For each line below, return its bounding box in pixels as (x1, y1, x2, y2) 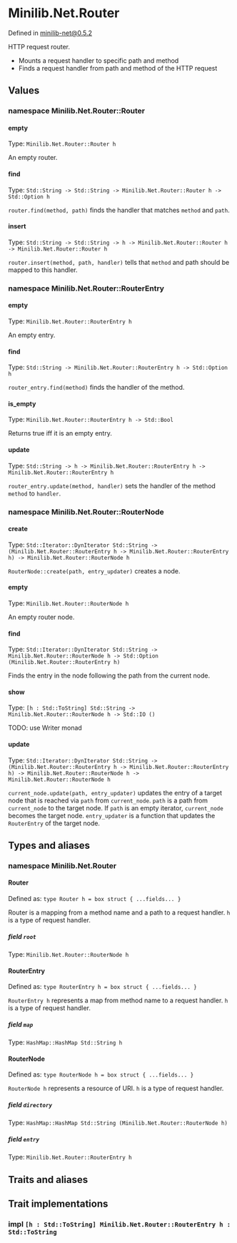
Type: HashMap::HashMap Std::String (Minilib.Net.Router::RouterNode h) (8, 1119, 228, 1127)
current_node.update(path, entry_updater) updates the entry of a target (8, 788, 222, 797)
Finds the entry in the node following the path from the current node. (8, 671, 211, 680)
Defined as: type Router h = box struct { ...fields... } (8, 895, 181, 903)
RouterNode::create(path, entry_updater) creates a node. (8, 566, 181, 575)
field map (8, 1020, 34, 1029)
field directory (8, 1100, 53, 1109)
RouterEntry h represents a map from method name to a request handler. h (8, 996, 228, 1005)
